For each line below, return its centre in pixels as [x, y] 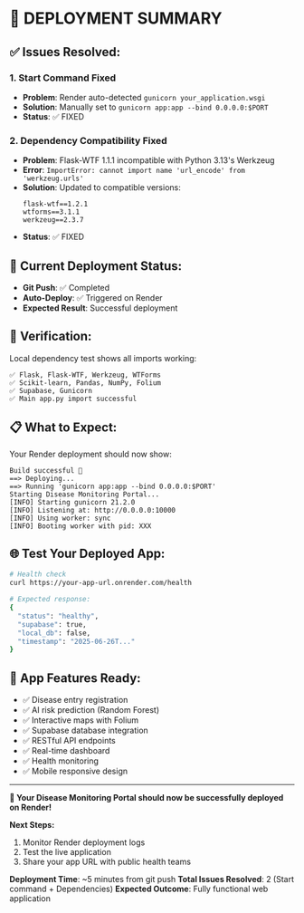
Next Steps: [32, 825]
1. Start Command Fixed [63, 78]
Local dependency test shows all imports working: [103, 358]
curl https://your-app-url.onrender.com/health [101, 583]
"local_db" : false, [54, 633]
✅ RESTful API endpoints [69, 741]
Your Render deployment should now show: [90, 454]
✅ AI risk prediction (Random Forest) [91, 710]
